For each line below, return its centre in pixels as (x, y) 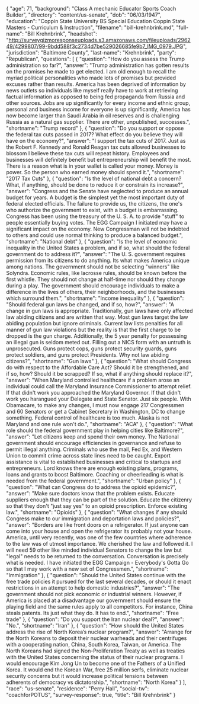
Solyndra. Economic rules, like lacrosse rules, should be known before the (97, 273)
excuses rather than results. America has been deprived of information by (96, 84)
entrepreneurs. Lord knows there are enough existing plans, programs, (92, 468)
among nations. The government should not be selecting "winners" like (93, 267)
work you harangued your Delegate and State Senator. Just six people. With (99, 399)
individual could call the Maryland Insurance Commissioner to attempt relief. (99, 386)
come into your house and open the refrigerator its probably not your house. (99, 531)
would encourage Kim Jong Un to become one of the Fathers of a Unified (96, 663)
